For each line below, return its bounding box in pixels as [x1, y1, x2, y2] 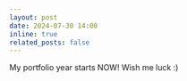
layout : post [9, 12, 58, 22]
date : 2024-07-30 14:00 [9, 21, 98, 30]
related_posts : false [9, 37, 90, 47]
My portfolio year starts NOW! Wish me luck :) [9, 62, 179, 73]
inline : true [9, 29, 58, 38]
